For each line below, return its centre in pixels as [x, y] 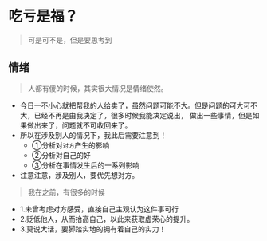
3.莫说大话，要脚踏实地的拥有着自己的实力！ [93, 229]
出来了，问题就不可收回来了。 [83, 125]
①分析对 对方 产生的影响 [71, 145]
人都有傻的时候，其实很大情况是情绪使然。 [98, 88]
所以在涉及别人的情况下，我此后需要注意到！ [93, 135]
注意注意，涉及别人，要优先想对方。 [79, 175]
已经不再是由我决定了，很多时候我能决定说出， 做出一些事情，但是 [143, 115]
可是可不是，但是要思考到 [70, 40]
